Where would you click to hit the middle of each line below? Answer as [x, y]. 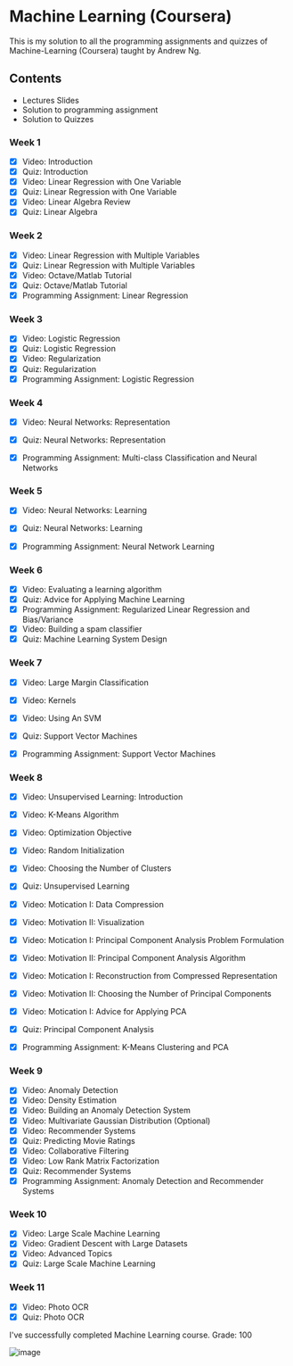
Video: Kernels [49, 700]
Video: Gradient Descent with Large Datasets [105, 1244]
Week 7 [26, 663]
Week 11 [27, 1287]
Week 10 [28, 1213]
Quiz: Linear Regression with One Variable [99, 192]
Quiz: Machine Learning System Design [94, 639]
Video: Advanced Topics [67, 1254]
